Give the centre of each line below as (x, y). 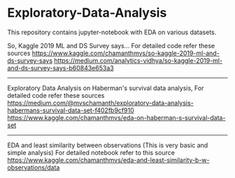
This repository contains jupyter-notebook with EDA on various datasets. (112, 32)
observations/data (34, 167)
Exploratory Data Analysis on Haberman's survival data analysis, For (106, 88)
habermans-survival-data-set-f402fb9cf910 (71, 110)
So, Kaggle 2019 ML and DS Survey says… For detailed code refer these (111, 45)
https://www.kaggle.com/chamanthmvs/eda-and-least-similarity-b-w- (108, 160)
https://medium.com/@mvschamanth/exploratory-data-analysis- (100, 103)
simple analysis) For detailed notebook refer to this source (91, 152)
